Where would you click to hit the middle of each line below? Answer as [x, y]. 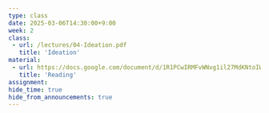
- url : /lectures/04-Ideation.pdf [69, 45]
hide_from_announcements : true [60, 97]
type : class [28, 16]
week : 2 [21, 30]
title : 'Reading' [48, 75]
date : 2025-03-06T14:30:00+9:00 [62, 23]
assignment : [28, 82]
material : [25, 60]
